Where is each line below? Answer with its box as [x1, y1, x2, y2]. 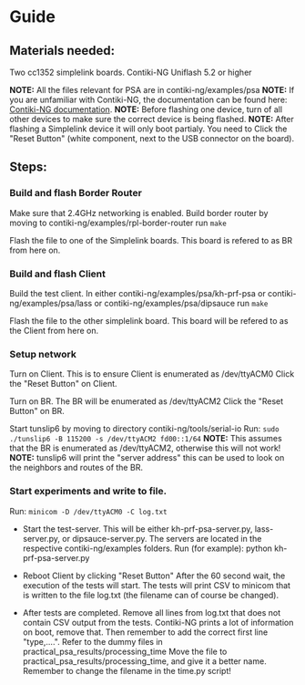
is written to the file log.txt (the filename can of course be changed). [22, 589, 280, 600]
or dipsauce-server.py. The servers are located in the [62, 533, 262, 544]
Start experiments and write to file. [9, 485, 167, 498]
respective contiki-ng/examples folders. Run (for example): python [22, 543, 273, 554]
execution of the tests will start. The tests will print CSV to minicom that [22, 579, 291, 590]
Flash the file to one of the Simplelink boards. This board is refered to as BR [9, 234, 293, 245]
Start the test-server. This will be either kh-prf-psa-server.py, [22, 523, 253, 535]
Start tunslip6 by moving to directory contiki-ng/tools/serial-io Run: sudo [9, 423, 280, 434]
